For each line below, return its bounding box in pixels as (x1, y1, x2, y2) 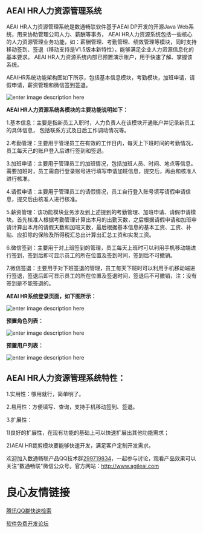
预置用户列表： (6, 341, 43, 349)
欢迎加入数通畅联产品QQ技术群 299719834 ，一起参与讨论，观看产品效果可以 (6, 454, 196, 462)
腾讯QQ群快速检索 (6, 507, 52, 514)
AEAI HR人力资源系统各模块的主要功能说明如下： (6, 106, 129, 113)
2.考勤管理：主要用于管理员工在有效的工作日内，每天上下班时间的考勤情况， (6, 139, 196, 147)
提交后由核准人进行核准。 (16, 195, 80, 203)
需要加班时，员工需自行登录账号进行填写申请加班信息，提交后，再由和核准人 (6, 167, 197, 175)
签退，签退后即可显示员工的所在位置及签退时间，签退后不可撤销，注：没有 (11, 272, 197, 279)
